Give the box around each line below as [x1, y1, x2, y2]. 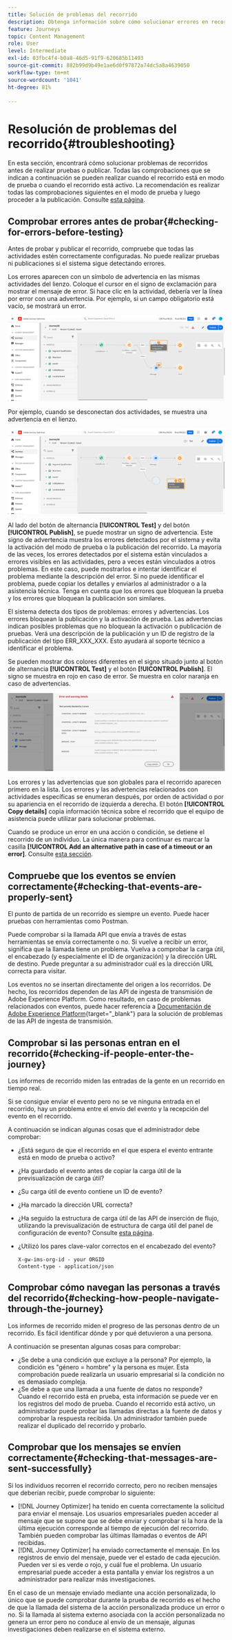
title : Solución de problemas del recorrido [8, 11, 138, 18]
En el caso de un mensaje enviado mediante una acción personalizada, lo [8, 1588, 216, 1597]
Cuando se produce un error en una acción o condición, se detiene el [8, 828, 205, 836]
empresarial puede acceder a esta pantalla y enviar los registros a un [17, 1568, 214, 1576]
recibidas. [17, 1538, 47, 1546]
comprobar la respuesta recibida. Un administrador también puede [17, 1414, 207, 1422]
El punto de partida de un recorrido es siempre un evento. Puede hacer [8, 910, 209, 918]
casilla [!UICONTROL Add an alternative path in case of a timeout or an [8, 842, 213, 851]
